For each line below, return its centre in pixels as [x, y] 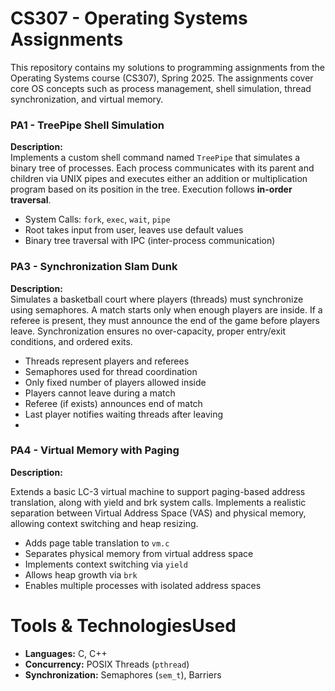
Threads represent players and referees [107, 361]
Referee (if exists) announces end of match [113, 403]
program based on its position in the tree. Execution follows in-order [151, 189]
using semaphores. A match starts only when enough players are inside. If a [166, 309]
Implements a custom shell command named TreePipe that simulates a [155, 158]
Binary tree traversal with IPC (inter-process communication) [150, 241]
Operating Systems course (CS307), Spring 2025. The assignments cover [162, 78]
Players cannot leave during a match [100, 393]
